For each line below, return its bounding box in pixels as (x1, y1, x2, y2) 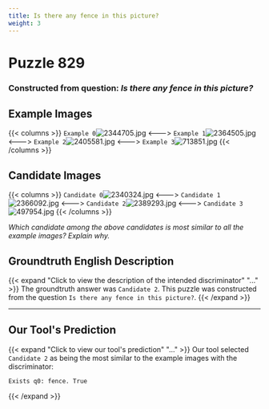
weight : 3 (8, 19, 42, 27)
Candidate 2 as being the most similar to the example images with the (8, 353, 238, 362)
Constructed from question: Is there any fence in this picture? (8, 82, 254, 93)
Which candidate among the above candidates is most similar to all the (8, 222, 244, 233)
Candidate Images (8, 168, 102, 182)
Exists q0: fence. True (8, 377, 88, 385)
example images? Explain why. (8, 231, 110, 241)
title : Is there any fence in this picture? (8, 11, 159, 20)
